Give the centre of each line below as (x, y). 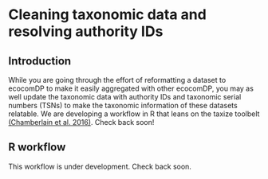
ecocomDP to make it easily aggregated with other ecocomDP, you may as (131, 88)
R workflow (37, 148)
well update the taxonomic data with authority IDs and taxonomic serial (125, 97)
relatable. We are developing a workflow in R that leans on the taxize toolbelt (134, 114)
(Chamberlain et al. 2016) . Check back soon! (81, 122)
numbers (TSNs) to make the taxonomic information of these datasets (123, 105)
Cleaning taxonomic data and (108, 15)
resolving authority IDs (86, 31)
